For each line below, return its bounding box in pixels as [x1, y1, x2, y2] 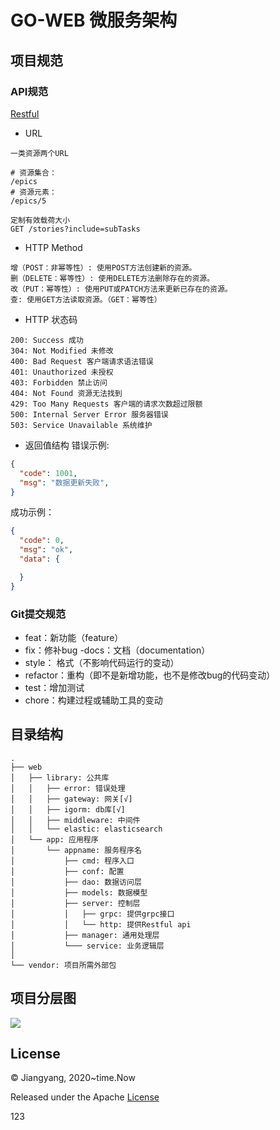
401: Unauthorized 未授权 [10, 367, 114, 377]
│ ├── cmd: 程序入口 [10, 856, 135, 866]
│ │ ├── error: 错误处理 [10, 783, 126, 793]
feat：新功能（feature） [24, 631, 124, 643]
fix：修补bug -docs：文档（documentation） [24, 644, 211, 656]
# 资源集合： [10, 167, 57, 178]
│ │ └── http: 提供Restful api [10, 919, 192, 930]
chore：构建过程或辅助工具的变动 [24, 694, 163, 706]
